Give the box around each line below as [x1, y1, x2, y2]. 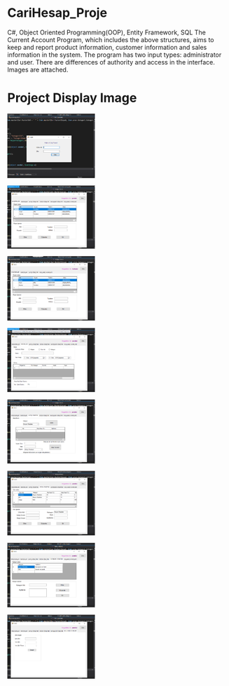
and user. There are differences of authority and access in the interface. [7, 58, 216, 66]
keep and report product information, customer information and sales [7, 43, 207, 51]
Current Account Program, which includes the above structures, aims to [7, 35, 214, 43]
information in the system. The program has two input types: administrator [7, 51, 222, 59]
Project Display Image [7, 90, 137, 106]
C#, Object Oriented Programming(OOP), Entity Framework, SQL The [7, 28, 207, 36]
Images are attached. [7, 65, 69, 74]
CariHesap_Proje [7, 5, 107, 21]
